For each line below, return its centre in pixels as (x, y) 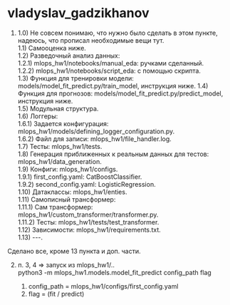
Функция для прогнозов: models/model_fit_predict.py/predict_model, (120, 93)
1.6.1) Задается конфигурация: (63, 123)
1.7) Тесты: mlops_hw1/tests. (60, 146)
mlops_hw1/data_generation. (59, 161)
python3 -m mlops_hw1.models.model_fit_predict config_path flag (114, 272)
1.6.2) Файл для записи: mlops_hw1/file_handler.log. (95, 139)
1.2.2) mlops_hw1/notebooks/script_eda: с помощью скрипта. (109, 71)
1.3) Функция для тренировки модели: (75, 78)
